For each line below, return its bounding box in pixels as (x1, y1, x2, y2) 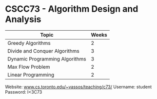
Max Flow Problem (7, 63, 50, 70)
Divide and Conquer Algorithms (7, 47, 79, 54)
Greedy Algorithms (7, 40, 51, 46)
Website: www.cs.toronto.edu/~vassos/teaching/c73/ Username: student (5, 84, 152, 90)
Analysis (5, 14, 41, 25)
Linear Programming (7, 71, 55, 78)
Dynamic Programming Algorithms (7, 55, 86, 62)
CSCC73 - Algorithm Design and (5, 3, 138, 15)
